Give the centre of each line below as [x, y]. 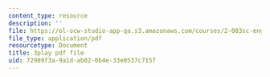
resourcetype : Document [48, 46]
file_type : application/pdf [55, 38]
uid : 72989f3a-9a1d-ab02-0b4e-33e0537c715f [82, 61]
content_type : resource [48, 16]
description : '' [35, 23]
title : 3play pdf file [46, 53]
